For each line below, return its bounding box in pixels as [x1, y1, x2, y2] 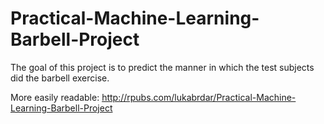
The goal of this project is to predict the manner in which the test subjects [10, 61, 315, 73]
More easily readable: [10, 91, 100, 103]
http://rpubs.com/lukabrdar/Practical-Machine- [101, 91, 297, 103]
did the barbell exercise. [10, 72, 110, 84]
